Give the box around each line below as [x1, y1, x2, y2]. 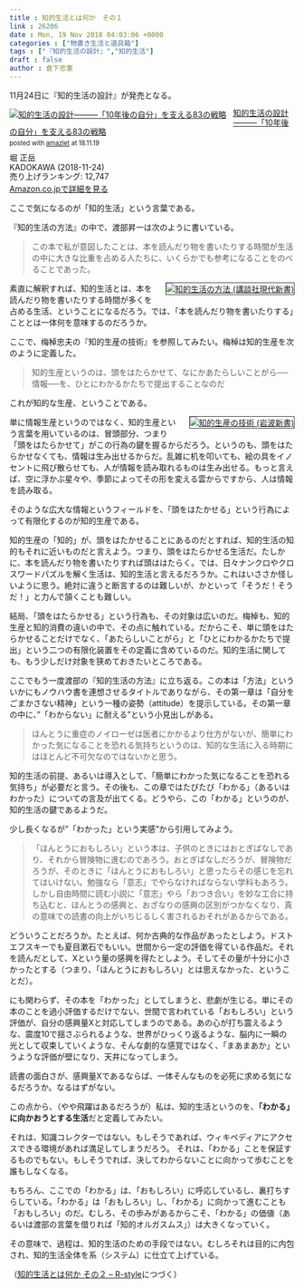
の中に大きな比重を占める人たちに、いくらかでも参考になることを [31, 252, 278, 263]
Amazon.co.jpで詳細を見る [9, 183, 109, 195]
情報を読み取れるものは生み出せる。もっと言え [119, 461, 294, 472]
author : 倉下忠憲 [9, 64, 74, 73]
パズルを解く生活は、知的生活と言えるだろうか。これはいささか [40, 568, 279, 579]
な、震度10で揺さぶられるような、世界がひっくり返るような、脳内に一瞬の [9, 1028, 288, 1039]
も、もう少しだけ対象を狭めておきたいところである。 [9, 655, 207, 666]
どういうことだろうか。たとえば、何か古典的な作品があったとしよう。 [9, 930, 271, 941]
